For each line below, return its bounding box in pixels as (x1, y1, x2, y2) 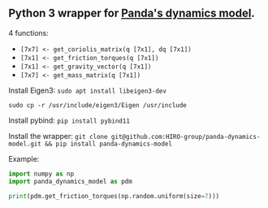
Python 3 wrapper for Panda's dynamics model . (8, 6, 256, 20)
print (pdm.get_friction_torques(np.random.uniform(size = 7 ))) (8, 192, 220, 200)
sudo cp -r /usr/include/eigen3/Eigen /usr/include (8, 101, 187, 109)
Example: (8, 154, 40, 163)
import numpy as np (8, 170, 75, 178)
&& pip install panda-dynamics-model (44, 140, 173, 148)
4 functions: (8, 28, 49, 37)
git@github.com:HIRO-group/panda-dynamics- (110, 132, 261, 141)
